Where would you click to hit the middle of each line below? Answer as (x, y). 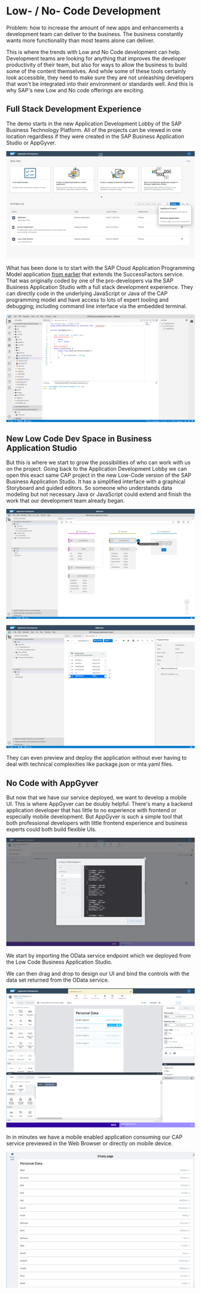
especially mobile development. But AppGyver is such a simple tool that (95, 816)
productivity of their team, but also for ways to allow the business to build (97, 65)
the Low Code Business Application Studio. (59, 962)
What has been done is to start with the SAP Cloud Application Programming (100, 268)
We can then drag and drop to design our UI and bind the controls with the (98, 974)
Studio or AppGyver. (31, 143)
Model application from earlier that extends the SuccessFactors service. (95, 275)
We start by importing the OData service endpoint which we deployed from (99, 956)
